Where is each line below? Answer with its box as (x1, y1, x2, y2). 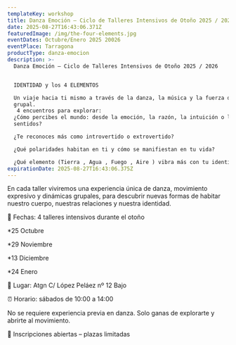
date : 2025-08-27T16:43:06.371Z (7, 23, 102, 30)
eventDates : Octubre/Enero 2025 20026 (7, 37, 121, 44)
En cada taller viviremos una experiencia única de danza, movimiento (7, 184, 208, 193)
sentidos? (13, 120, 42, 127)
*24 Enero (7, 268, 38, 276)
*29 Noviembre (7, 240, 53, 249)
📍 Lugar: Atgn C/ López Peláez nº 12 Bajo (7, 281, 127, 289)
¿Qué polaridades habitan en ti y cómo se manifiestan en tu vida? (13, 146, 216, 153)
